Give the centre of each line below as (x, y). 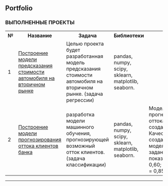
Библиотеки (129, 36)
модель (75, 62)
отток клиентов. (85, 152)
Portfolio (19, 8)
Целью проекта (85, 44)
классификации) (86, 164)
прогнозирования (40, 139)
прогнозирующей (87, 139)
